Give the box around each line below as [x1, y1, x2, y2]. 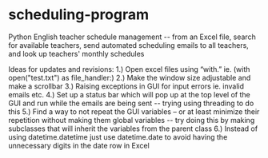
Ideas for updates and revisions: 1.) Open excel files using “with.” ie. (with [8, 64, 250, 73]
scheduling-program [8, 6, 150, 24]
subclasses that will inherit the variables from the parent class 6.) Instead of [8, 124, 258, 133]
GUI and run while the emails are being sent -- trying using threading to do [8, 98, 254, 108]
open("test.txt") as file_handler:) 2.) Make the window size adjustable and [8, 73, 251, 82]
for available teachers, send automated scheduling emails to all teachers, [8, 40, 250, 49]
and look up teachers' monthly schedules [8, 49, 145, 58]
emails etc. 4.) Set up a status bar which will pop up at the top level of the [8, 89, 250, 99]
